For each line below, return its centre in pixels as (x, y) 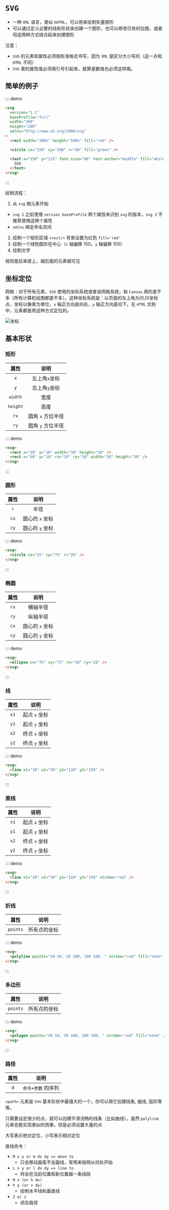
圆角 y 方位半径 (46, 426)
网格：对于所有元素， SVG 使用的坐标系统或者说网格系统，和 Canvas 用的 (79, 292)
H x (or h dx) (27, 1180)
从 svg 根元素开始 (30, 204)
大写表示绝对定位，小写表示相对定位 (43, 1135)
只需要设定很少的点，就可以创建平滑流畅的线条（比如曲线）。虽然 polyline (82, 1118)
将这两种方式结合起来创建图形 (43, 34)
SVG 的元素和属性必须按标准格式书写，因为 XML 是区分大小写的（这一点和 (87, 56)
